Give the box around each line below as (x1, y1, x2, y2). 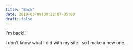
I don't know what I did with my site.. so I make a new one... (5, 40, 128, 46)
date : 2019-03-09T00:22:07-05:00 (5, 12, 75, 17)
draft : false (5, 16, 33, 21)
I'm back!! (5, 30, 26, 36)
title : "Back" (5, 7, 35, 12)
